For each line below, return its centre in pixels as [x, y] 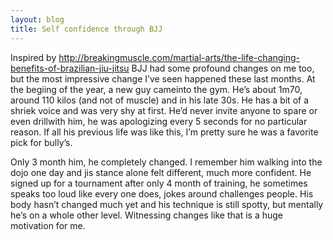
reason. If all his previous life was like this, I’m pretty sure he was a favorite [164, 132]
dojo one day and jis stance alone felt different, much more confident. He [161, 172]
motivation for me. [48, 225]
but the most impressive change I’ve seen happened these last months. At [163, 78]
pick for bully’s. [41, 142]
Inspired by [33, 57]
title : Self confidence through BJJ [86, 29]
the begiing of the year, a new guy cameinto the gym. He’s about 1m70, [156, 89]
